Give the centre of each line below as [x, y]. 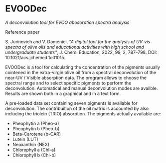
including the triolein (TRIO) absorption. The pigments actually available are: [83, 114]
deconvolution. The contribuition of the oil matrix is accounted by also [77, 108]
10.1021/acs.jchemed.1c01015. [35, 57]
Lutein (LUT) [25, 139]
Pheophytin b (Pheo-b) [36, 128]
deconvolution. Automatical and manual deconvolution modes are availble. [82, 88]
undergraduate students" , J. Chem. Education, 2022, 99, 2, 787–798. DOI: [81, 52]
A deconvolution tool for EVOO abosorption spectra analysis [67, 22]
